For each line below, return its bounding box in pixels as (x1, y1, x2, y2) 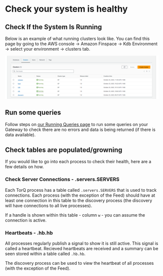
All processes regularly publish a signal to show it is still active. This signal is (5, 240, 159, 246)
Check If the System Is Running (5, 23, 102, 31)
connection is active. (5, 217, 47, 223)
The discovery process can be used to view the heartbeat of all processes (5, 260, 154, 266)
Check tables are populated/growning (5, 146, 123, 154)
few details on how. (5, 164, 44, 170)
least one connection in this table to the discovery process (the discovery (5, 197, 152, 203)
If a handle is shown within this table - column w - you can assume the (5, 212, 145, 218)
